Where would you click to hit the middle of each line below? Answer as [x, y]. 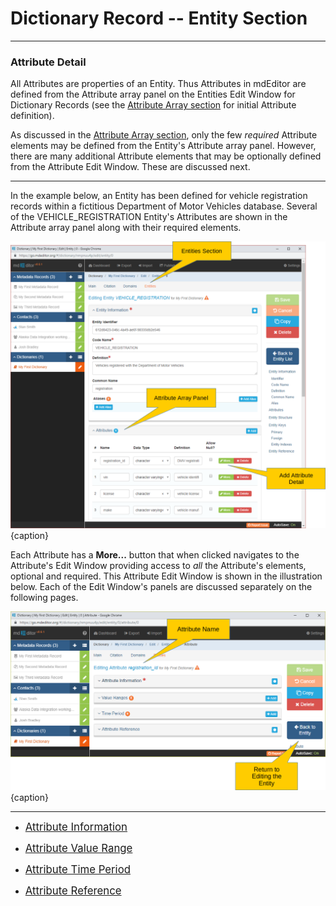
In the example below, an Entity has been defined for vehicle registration [159, 196]
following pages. [44, 597]
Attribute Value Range [78, 848]
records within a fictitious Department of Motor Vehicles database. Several [164, 206]
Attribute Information [76, 827]
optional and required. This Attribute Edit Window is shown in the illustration [166, 576]
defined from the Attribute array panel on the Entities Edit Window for [153, 94]
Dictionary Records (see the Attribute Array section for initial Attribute [153, 105]
